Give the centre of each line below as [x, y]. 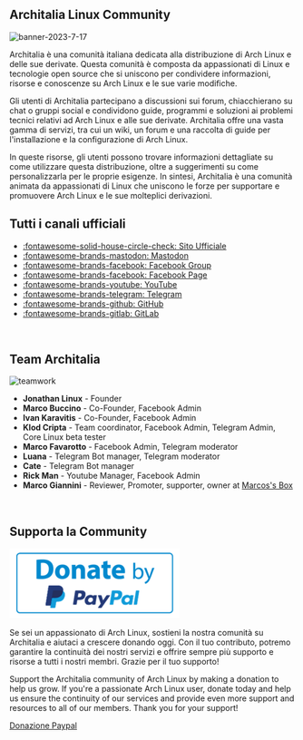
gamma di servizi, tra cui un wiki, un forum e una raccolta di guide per [140, 130]
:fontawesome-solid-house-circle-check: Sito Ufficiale [124, 246]
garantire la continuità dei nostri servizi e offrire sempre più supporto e [142, 652]
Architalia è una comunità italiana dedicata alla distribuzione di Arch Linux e [151, 54]
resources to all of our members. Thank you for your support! [124, 708]
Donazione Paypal [43, 725]
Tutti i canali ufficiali [68, 224]
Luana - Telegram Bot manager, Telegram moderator [121, 456]
